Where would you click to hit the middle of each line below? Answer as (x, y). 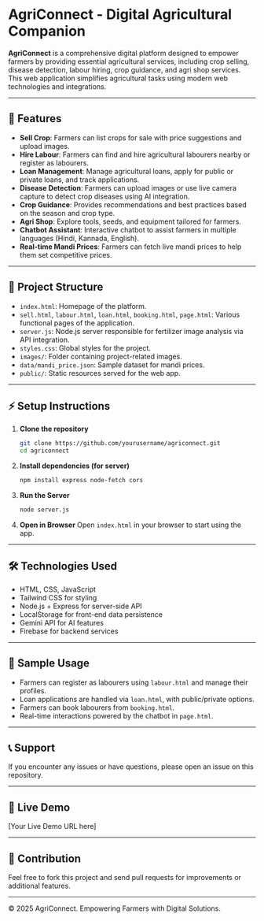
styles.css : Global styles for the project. (85, 347)
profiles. (33, 690)
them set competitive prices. (66, 254)
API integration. (44, 340)
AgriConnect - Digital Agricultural (120, 15)
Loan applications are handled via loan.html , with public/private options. (137, 699)
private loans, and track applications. (79, 180)
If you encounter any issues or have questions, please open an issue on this (131, 767)
